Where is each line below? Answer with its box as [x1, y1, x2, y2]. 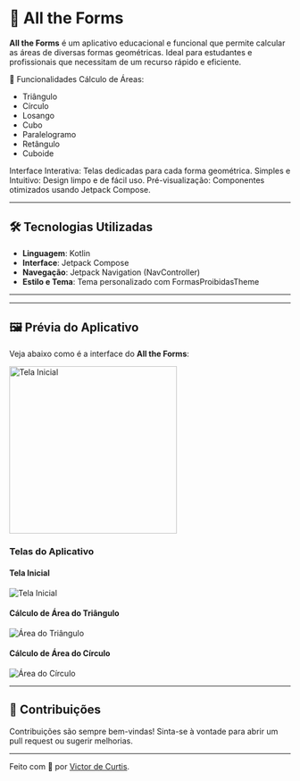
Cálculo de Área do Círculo [9, 648, 111, 659]
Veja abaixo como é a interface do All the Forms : [9, 348, 190, 359]
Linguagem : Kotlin [21, 247, 91, 258]
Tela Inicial [9, 568, 51, 578]
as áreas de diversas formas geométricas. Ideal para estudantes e [9, 46, 253, 57]
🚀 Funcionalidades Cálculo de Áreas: [9, 73, 145, 84]
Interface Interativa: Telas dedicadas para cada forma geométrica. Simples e [9, 165, 291, 176]
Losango [21, 110, 55, 120]
